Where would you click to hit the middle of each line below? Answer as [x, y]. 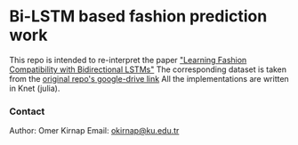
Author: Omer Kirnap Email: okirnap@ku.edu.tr [94, 131]
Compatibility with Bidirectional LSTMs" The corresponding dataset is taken [148, 69]
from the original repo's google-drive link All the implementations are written [149, 78]
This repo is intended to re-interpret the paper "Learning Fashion [128, 60]
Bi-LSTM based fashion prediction [138, 16]
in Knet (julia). [35, 88]
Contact [27, 111]
